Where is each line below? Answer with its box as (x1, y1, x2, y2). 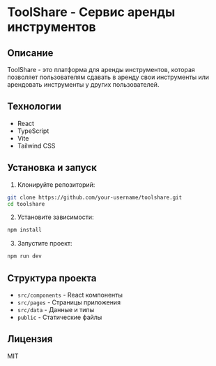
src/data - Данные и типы (17, 305, 95, 314)
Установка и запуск (7, 162, 98, 174)
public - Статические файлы (17, 313, 102, 321)
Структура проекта (7, 272, 97, 284)
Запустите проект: (17, 239, 72, 248)
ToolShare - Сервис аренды (7, 4, 176, 20)
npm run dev (7, 253, 42, 260)
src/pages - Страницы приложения (17, 298, 121, 307)
